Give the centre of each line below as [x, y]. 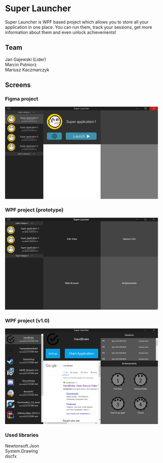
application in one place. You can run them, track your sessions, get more [79, 27]
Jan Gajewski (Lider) [26, 59]
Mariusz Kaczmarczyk [27, 70]
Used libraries [22, 435]
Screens [18, 85]
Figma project [22, 99]
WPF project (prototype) [34, 210]
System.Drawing [22, 451]
